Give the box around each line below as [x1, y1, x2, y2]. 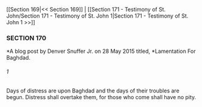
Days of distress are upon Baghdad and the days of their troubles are [6, 87, 179, 94]
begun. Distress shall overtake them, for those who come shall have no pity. [6, 93, 197, 100]
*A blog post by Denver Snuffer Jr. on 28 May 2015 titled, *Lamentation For [6, 47, 196, 55]
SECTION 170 [6, 33, 47, 42]
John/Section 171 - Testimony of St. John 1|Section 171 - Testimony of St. [6, 12, 189, 19]
